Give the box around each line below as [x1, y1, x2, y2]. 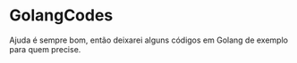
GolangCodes [9, 5, 114, 26]
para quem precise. [9, 43, 81, 54]
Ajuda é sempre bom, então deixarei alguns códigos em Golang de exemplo [9, 35, 289, 45]
